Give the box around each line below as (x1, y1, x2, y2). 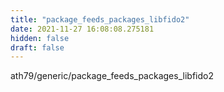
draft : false (10, 42, 65, 53)
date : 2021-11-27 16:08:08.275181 (10, 24, 155, 34)
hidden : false (10, 33, 70, 43)
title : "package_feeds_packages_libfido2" (10, 14, 190, 25)
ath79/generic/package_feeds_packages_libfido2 (10, 70, 214, 82)
